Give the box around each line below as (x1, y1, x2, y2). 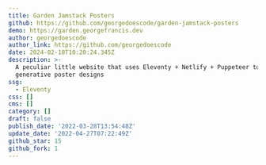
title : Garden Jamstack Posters (8, 11, 115, 20)
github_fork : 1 (8, 144, 59, 152)
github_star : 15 (8, 136, 62, 145)
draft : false (8, 115, 51, 123)
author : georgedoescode (8, 33, 87, 42)
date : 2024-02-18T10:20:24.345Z (8, 48, 115, 56)
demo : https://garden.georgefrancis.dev (8, 26, 144, 34)
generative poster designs (15, 71, 104, 79)
